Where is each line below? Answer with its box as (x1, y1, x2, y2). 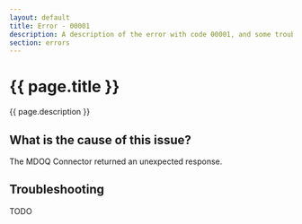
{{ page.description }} (9, 107, 91, 117)
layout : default (9, 13, 70, 22)
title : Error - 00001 (9, 22, 91, 30)
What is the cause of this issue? (9, 132, 191, 148)
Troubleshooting (9, 182, 105, 197)
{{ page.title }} (9, 77, 120, 97)
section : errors (9, 38, 70, 47)
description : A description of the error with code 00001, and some (9, 30, 271, 39)
